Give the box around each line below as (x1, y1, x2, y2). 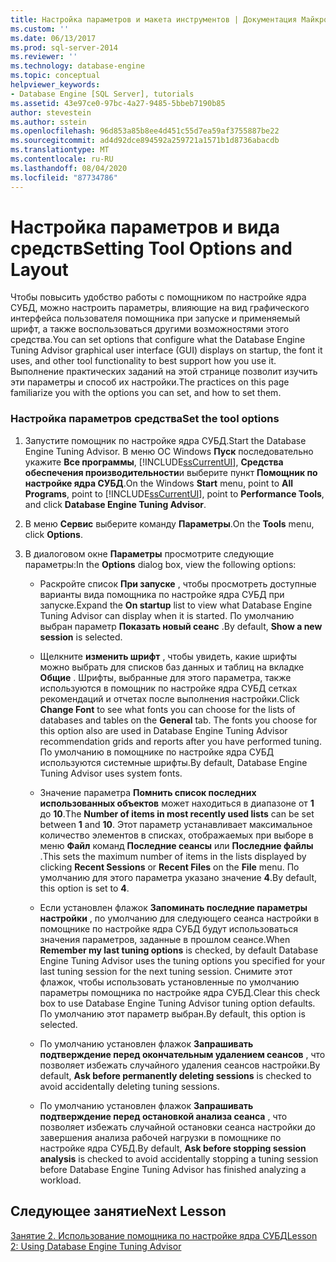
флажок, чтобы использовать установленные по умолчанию (39, 976, 300, 988)
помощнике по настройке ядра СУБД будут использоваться (39, 922, 298, 935)
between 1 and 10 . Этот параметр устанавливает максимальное (39, 818, 313, 830)
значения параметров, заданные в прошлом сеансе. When (39, 933, 291, 945)
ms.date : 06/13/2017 (10, 33, 97, 43)
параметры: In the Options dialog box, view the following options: (24, 558, 297, 570)
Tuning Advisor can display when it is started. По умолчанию (39, 609, 295, 621)
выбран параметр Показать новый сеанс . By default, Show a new (39, 620, 323, 632)
